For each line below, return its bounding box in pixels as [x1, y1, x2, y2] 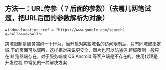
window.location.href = [5, 27, 54, 32]
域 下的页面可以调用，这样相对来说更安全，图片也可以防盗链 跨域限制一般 [5, 47, 155, 53]
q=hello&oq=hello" [5, 32, 43, 36]
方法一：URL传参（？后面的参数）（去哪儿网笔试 [5, 4, 151, 13]
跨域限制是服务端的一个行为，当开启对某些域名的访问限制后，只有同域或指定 [5, 41, 161, 47]
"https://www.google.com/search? [56, 27, 125, 32]
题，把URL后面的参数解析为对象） [5, 14, 109, 22]
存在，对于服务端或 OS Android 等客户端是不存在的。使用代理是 [28, 53, 158, 59]
